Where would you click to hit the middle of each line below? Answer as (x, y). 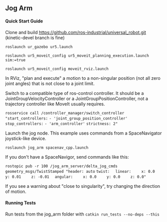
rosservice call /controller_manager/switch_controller (65, 113)
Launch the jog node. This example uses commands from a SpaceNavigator (83, 133)
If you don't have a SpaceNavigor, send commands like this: (67, 157)
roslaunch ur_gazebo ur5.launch (39, 47)
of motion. (16, 191)
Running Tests (21, 203)
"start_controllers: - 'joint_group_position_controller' (66, 118)
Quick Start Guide (24, 21)
